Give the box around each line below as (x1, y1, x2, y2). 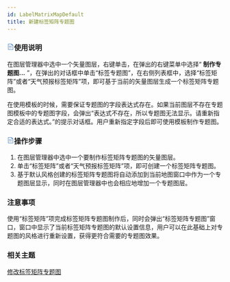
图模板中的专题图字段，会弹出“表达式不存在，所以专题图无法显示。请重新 (7, 108, 214, 117)
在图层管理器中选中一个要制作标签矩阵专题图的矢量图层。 (16, 153, 179, 161)
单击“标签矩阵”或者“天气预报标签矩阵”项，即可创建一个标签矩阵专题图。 (16, 162, 220, 170)
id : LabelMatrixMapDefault (7, 11, 84, 18)
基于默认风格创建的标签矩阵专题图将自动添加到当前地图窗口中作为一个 (16, 170, 216, 178)
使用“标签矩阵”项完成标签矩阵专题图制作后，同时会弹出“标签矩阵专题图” (7, 215, 210, 223)
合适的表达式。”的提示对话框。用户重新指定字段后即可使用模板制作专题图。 (12, 117, 223, 126)
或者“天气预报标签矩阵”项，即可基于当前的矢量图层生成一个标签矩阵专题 (16, 77, 219, 85)
